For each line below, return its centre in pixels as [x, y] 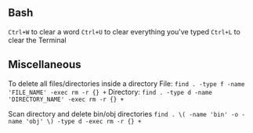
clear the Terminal [37, 40]
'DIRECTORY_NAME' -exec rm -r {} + [66, 99]
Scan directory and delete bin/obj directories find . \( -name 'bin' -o [123, 113]
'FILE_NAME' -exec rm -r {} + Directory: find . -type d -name [110, 92]
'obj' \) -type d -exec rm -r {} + [84, 121]
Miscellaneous [45, 65]
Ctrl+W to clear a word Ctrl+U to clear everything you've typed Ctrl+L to [124, 31]
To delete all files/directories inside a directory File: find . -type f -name [127, 83]
